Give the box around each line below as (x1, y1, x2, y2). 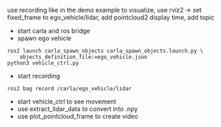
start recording (17, 72, 60, 80)
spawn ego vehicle (17, 34, 72, 42)
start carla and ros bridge (17, 27, 90, 35)
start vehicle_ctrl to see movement (17, 97, 117, 105)
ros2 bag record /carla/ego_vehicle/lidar (7, 85, 132, 92)
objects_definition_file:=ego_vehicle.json (19, 53, 148, 60)
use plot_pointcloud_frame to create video (17, 112, 139, 120)
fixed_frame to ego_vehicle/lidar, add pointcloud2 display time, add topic (7, 13, 215, 22)
